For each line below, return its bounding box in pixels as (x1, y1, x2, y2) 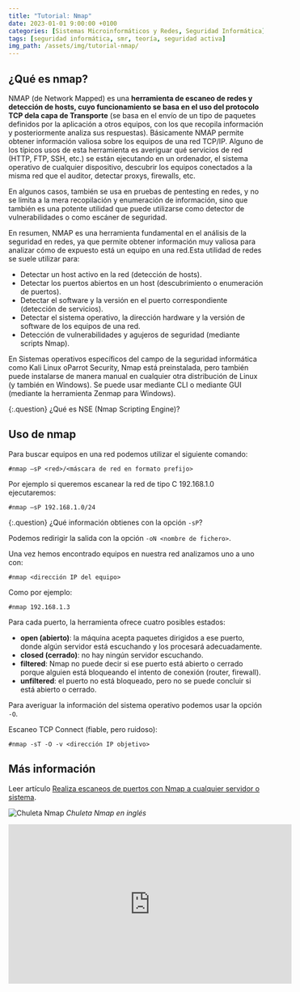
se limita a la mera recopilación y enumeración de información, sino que (8, 195, 248, 205)
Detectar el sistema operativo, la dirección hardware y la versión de (19, 313, 245, 322)
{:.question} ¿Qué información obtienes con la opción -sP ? (8, 517, 203, 527)
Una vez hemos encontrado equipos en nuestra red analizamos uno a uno (8, 548, 255, 559)
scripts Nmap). (19, 338, 70, 348)
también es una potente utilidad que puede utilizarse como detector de (8, 203, 245, 213)
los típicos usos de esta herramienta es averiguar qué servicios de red (8, 145, 243, 155)
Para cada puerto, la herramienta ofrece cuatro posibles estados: (8, 617, 226, 627)
